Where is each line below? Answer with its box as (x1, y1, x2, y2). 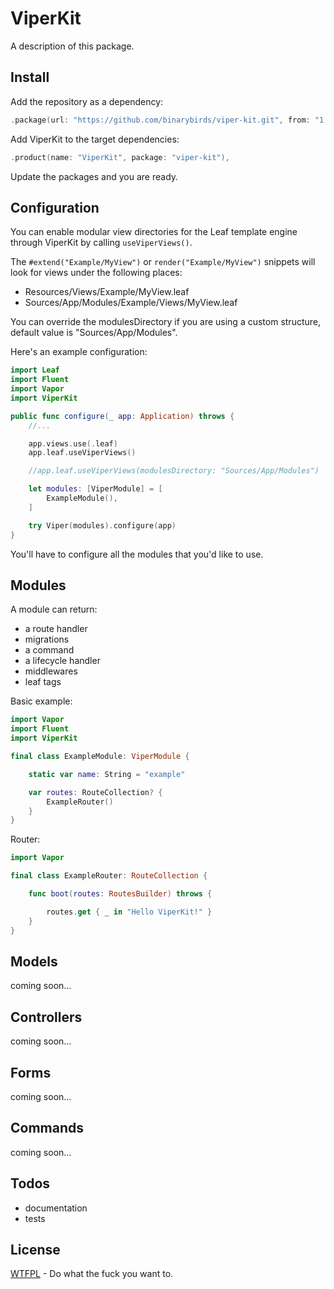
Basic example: (10, 695, 73, 707)
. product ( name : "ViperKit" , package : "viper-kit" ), (10, 152, 230, 162)
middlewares (24, 665, 78, 677)
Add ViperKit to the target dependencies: (10, 133, 180, 145)
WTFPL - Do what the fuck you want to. (10, 1268, 174, 1280)
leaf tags (24, 676, 62, 688)
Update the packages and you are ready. (10, 170, 179, 182)
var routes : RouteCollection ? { (28, 787, 163, 797)
